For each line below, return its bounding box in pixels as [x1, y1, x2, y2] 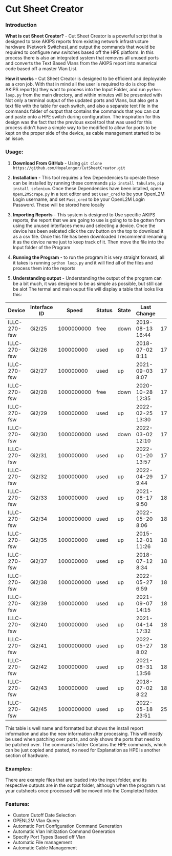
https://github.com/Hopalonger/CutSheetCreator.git [12, 165, 125, 171]
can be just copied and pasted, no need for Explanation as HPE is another [5, 747, 161, 753]
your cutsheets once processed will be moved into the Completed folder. [5, 788, 159, 794]
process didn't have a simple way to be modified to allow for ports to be [5, 125, 157, 131]
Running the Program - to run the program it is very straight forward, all [12, 254, 165, 260]
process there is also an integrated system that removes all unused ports [5, 55, 159, 61]
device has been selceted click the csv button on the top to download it [12, 228, 164, 234]
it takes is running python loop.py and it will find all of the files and [12, 259, 153, 266]
